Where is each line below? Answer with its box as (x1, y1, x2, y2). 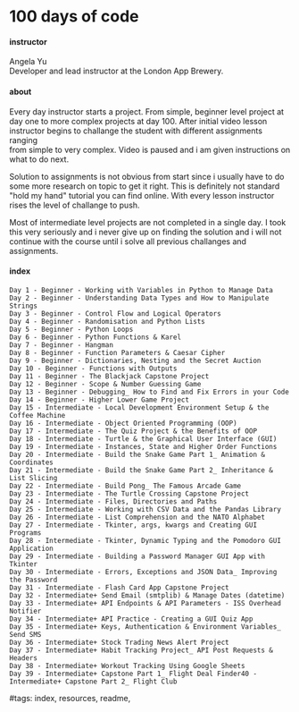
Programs (9, 528, 42, 538)
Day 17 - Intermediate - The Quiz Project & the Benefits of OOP (9, 427, 257, 436)
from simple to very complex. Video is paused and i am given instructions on (9, 144, 291, 155)
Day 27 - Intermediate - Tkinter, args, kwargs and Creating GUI (9, 521, 257, 530)
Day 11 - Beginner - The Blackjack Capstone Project (9, 371, 210, 381)
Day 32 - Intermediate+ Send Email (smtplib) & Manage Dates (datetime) (9, 590, 286, 600)
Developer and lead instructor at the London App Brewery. (9, 65, 224, 77)
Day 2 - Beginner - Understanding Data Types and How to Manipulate (9, 293, 270, 302)
